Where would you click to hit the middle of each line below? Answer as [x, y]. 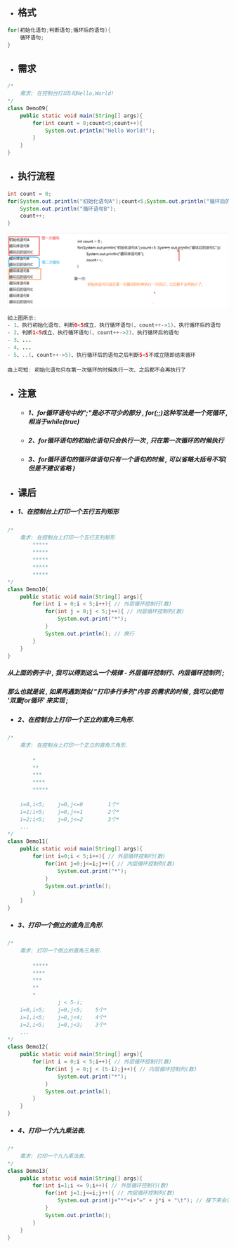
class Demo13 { [28, 1171]
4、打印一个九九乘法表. [51, 1130]
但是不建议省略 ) [52, 468]
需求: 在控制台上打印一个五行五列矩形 [68, 537]
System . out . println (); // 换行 [90, 633]
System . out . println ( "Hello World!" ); [100, 131]
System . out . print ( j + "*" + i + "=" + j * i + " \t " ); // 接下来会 [142, 1201]
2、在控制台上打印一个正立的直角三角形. [76, 719]
